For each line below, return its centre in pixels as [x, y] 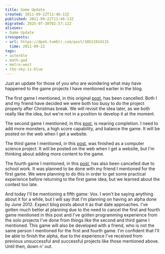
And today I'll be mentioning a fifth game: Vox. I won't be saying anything [79, 194]
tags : [11, 51]
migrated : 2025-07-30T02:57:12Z [38, 23]
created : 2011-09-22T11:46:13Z [37, 14]
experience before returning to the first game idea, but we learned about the [82, 179]
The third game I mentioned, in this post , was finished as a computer [75, 143]
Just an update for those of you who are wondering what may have [73, 83]
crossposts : [17, 37]
